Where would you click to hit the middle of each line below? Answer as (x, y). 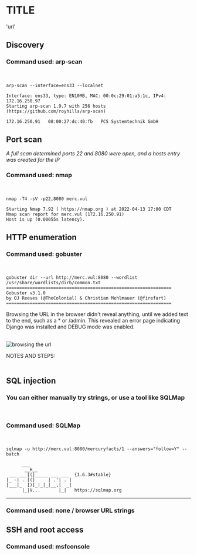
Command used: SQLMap (43, 426)
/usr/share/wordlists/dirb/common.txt (53, 283)
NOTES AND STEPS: (31, 356)
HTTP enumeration (42, 237)
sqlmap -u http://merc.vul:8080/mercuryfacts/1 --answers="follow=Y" (93, 449)
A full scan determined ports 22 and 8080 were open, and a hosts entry (93, 154)
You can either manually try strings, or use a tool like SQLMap (96, 397)
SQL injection (31, 380)
